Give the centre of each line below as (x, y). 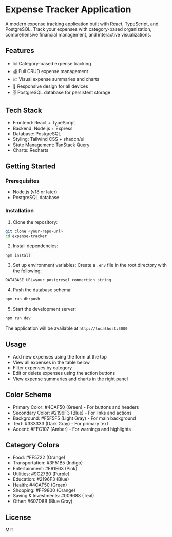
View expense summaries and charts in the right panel (70, 379)
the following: (27, 271)
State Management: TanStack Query (51, 145)
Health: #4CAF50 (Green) (40, 485)
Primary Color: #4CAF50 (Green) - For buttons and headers (76, 407)
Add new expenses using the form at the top (60, 356)
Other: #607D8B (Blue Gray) (43, 501)
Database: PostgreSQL (37, 133)
